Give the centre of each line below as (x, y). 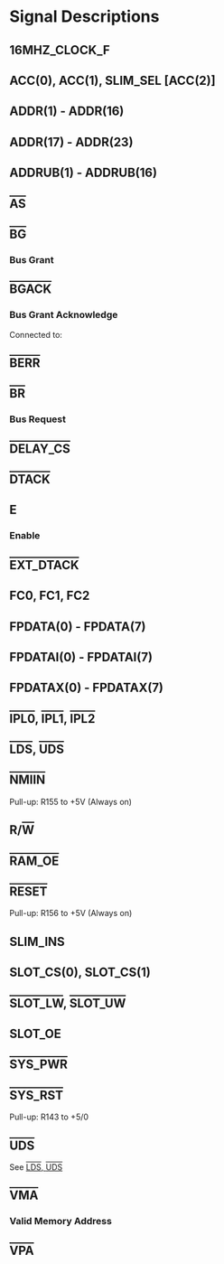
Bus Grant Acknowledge (64, 315)
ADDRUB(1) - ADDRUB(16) (84, 173)
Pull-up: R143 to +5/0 (49, 1117)
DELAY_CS (40, 449)
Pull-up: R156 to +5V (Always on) (71, 913)
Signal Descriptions (84, 17)
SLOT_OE (35, 1034)
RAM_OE (34, 861)
